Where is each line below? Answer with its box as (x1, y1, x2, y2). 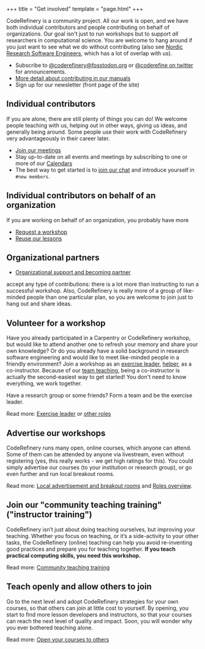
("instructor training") (6, 509, 93, 520)
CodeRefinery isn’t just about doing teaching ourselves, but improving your (6, 526, 196, 533)
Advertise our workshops (6, 428, 106, 438)
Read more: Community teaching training (6, 564, 110, 571)
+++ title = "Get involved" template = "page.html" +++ (6, 6, 144, 12)
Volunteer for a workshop (6, 318, 106, 328)
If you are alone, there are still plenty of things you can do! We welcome (6, 115, 188, 122)
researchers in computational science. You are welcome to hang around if (6, 37, 193, 44)
